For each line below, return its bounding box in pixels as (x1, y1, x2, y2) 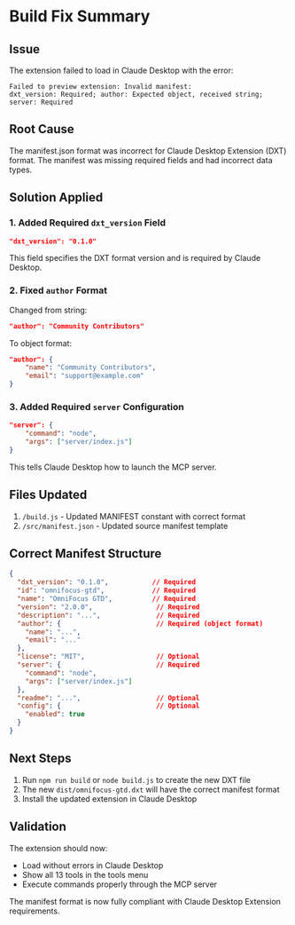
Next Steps (9, 751, 72, 766)
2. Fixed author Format (9, 284, 108, 296)
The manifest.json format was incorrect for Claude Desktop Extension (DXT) (9, 145, 287, 156)
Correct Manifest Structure (9, 546, 162, 561)
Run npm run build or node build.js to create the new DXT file (21, 774, 251, 785)
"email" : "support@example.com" (25, 371, 144, 381)
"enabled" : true (25, 710, 86, 719)
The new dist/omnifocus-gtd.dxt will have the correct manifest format (21, 784, 280, 795)
